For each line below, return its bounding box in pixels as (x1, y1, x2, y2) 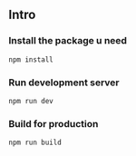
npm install (8, 54, 53, 64)
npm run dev (8, 96, 53, 105)
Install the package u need (8, 34, 128, 47)
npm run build (8, 138, 63, 148)
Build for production (8, 117, 99, 130)
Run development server (8, 76, 120, 89)
